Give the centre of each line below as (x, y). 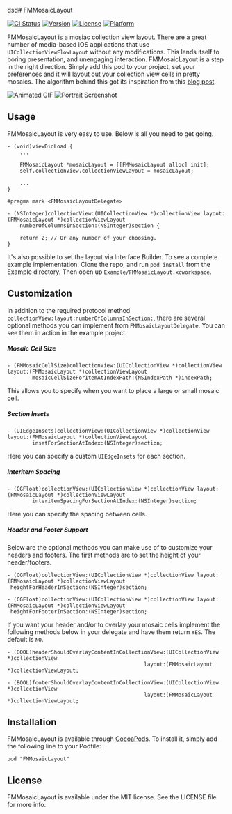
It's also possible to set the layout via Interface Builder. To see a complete (113, 256)
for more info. (27, 805)
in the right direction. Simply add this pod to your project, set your (101, 67)
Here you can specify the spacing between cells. (77, 514)
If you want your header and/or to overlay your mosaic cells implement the (114, 624)
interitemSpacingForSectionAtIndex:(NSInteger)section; (115, 501)
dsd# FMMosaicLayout (40, 10)
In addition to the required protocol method (69, 310)
